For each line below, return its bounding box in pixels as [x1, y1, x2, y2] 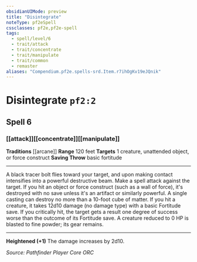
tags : [6, 30, 19, 36]
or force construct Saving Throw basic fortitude [6, 154, 122, 161]
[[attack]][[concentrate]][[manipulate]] [6, 134, 120, 142]
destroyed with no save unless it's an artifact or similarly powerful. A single [6, 190, 188, 197]
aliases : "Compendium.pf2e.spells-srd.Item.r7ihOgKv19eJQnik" [6, 69, 161, 74]
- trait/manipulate [11, 52, 59, 58]
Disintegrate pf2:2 [6, 94, 97, 107]
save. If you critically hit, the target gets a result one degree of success [6, 209, 178, 216]
